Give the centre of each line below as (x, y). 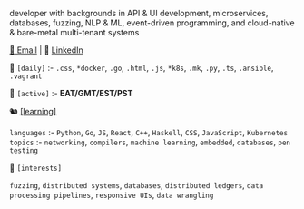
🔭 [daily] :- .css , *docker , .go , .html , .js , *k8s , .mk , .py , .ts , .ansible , (142, 68)
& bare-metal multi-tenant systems (74, 32)
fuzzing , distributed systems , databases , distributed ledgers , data (137, 185)
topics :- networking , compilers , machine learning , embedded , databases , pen (150, 142)
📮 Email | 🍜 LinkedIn (46, 50)
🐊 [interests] (35, 168)
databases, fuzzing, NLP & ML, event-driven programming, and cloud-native (152, 23)
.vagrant (26, 76)
